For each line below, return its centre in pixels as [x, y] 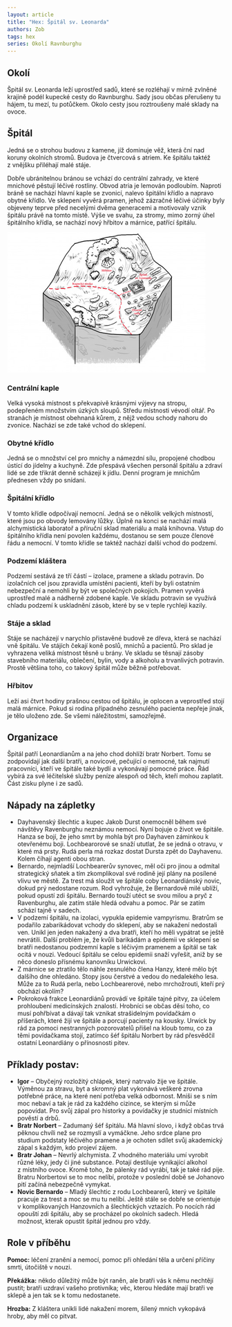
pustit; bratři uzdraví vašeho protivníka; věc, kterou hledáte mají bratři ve [110, 1288]
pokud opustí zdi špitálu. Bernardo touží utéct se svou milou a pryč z [115, 896]
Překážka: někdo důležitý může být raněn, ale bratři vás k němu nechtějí [110, 1280]
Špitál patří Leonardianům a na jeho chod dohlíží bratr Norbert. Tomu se [109, 754]
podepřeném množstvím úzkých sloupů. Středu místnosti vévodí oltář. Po [111, 411]
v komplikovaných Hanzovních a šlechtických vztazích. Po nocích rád [116, 1206]
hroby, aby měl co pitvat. [42, 1316]
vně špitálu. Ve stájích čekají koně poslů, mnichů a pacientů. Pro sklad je [110, 646]
